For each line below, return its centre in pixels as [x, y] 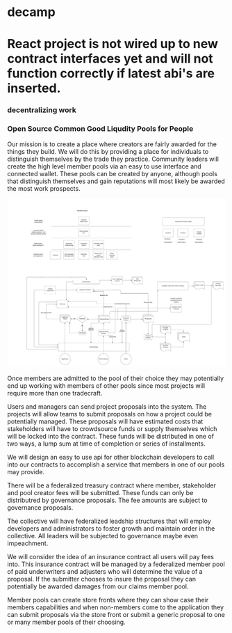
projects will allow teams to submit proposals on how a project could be [109, 414]
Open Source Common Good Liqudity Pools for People [100, 129]
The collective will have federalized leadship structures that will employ [109, 521]
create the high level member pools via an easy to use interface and [104, 166]
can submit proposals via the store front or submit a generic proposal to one [116, 614]
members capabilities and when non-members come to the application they [116, 607]
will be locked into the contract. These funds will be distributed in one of [110, 436]
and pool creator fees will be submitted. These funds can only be [100, 492]
